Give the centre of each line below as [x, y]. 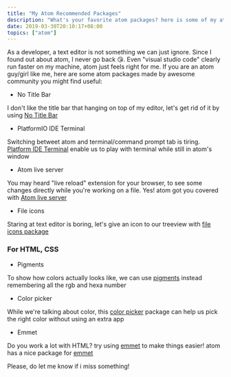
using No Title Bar [33, 115]
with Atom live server [37, 198]
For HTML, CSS [33, 249]
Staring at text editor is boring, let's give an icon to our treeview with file [109, 225]
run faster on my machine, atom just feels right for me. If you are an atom [111, 67]
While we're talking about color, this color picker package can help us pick [112, 311]
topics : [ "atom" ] [32, 33]
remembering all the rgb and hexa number [67, 285]
